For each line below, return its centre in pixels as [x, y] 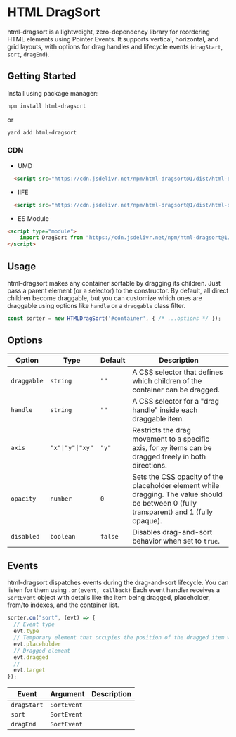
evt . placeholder [37, 644]
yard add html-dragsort [42, 132]
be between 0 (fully [165, 503]
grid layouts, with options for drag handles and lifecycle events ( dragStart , [115, 46]
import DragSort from [51, 238]
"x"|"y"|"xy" [72, 448]
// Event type [34, 624]
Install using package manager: [53, 93]
